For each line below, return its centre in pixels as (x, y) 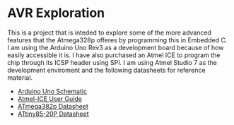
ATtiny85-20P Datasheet (53, 114)
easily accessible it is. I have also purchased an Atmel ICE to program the (114, 55)
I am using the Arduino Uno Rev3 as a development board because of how (116, 47)
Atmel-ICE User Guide (50, 99)
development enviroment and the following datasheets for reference (107, 70)
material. (20, 77)
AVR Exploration (56, 13)
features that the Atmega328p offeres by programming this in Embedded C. (117, 40)
